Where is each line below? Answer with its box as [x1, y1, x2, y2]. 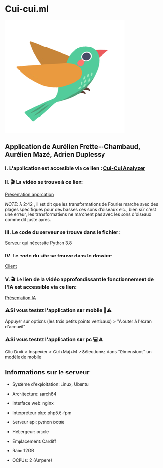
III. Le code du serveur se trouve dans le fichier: [5, 229, 120, 235]
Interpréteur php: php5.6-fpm [12, 410, 72, 416]
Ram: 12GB [12, 447, 34, 453]
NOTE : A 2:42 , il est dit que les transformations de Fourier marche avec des [5, 201, 159, 207]
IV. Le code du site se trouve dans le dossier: [5, 252, 113, 259]
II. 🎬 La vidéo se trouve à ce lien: [5, 179, 83, 186]
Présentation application [5, 191, 54, 197]
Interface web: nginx [12, 400, 54, 406]
